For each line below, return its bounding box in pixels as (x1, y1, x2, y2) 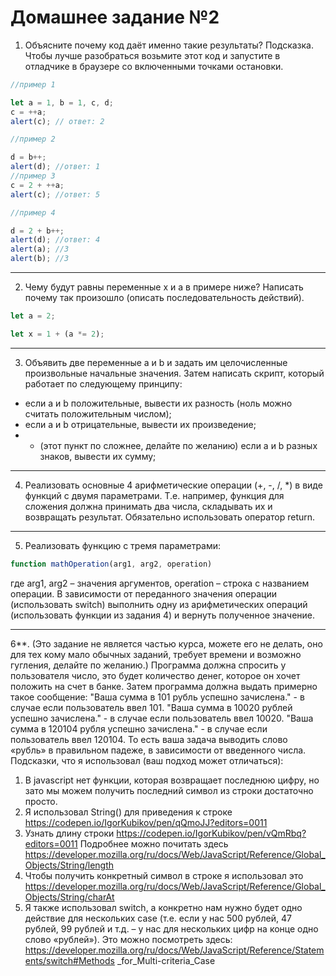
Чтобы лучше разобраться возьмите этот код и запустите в (24, 49, 281, 61)
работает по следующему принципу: (24, 377, 183, 390)
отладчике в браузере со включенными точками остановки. (24, 60, 284, 72)
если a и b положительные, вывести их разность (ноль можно (24, 397, 293, 409)
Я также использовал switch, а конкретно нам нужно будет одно (24, 901, 303, 913)
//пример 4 (10, 207, 56, 218)
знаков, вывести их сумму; (39, 450, 157, 462)
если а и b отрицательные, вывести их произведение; (24, 418, 257, 430)
